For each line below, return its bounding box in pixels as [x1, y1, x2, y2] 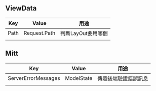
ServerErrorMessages [8, 74, 60, 81]
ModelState [65, 74, 93, 81]
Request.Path [23, 29, 56, 36]
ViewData [5, 4, 37, 13]
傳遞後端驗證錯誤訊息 [97, 75, 148, 82]
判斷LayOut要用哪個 [60, 30, 108, 37]
